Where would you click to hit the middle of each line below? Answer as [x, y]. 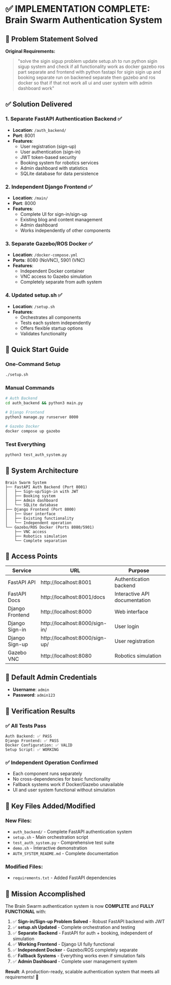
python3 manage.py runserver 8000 [42, 417]
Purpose [139, 570]
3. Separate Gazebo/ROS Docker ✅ [49, 243]
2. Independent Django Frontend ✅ [49, 187]
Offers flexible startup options [51, 328]
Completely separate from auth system [61, 282]
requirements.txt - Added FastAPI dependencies [64, 878]
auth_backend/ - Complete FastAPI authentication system [72, 832]
